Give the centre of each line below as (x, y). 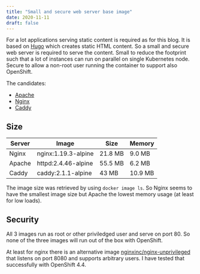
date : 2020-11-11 (28, 17)
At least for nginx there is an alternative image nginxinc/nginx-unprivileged (98, 252)
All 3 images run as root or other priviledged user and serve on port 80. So (98, 234)
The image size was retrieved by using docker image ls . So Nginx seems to (99, 188)
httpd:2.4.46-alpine (65, 164)
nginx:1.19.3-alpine (65, 153)
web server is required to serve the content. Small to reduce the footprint (96, 53)
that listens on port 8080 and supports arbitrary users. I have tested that (95, 258)
